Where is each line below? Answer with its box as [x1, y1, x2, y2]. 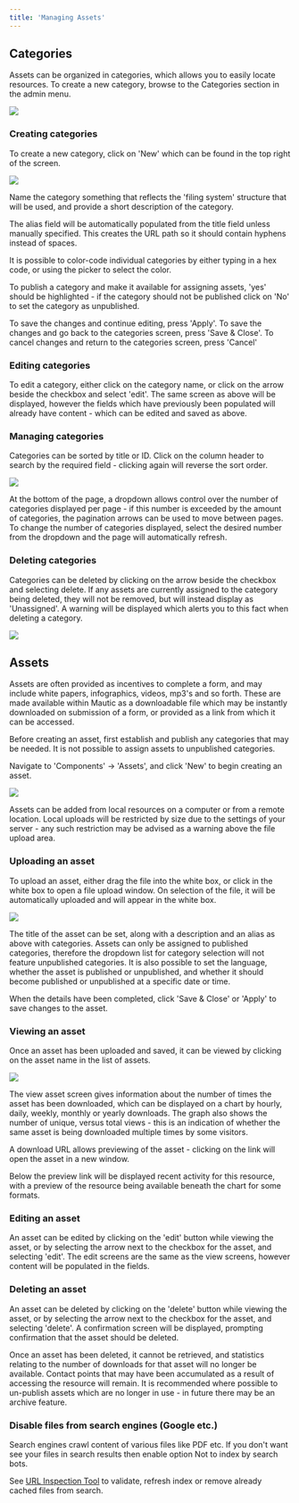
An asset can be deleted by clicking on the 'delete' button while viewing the [9, 1303, 287, 1314]
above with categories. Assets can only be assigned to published [9, 938, 248, 948]
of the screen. [9, 157, 61, 168]
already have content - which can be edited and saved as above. [9, 408, 247, 419]
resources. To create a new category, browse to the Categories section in [9, 79, 279, 90]
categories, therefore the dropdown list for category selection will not [9, 948, 265, 958]
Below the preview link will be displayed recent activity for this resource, [9, 1171, 275, 1182]
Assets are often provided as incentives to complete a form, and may [9, 679, 263, 689]
